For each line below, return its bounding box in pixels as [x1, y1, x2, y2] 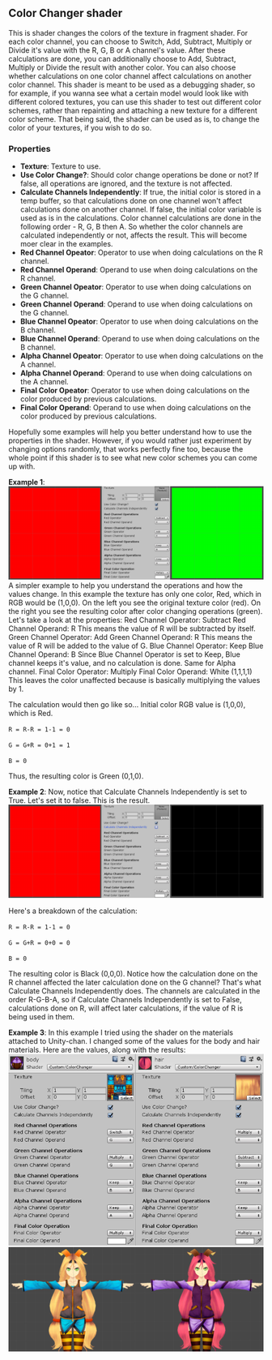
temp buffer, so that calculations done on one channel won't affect [19, 196, 243, 206]
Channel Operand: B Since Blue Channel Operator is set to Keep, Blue [8, 650, 240, 659]
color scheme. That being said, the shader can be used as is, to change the [8, 114, 260, 124]
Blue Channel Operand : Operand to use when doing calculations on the [19, 334, 261, 344]
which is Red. [8, 709, 53, 719]
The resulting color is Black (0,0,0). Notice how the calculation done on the [8, 969, 258, 979]
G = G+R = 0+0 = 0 [8, 939, 70, 947]
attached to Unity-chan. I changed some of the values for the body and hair [8, 1036, 261, 1046]
